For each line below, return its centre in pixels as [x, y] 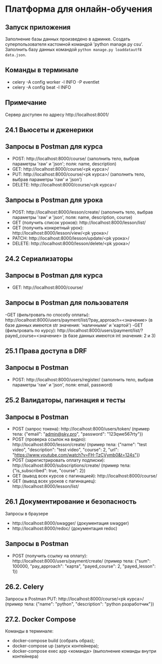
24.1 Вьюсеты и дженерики [49, 130]
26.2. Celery [25, 587]
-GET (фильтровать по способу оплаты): [47, 315]
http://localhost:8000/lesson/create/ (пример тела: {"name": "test [80, 445]
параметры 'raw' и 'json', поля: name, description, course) [72, 217]
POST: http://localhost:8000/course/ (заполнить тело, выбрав [76, 158]
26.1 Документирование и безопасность [71, 502]
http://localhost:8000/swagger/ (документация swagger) [70, 523]
